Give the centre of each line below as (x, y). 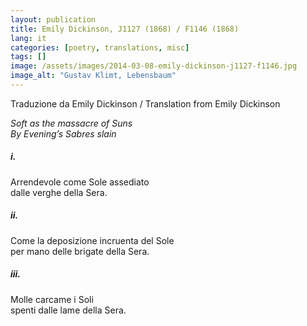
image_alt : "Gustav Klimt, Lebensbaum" (93, 76)
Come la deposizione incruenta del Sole (92, 240)
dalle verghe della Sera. (59, 192)
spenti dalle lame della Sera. (68, 310)
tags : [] (28, 57)
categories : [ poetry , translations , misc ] (100, 47)
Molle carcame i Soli (52, 299)
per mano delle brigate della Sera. (80, 251)
